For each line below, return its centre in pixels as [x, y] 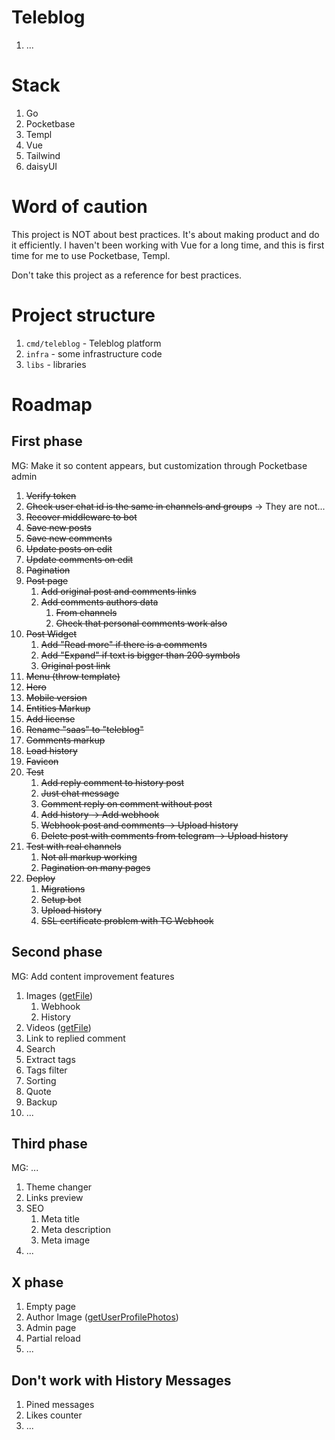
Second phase [57, 952]
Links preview [54, 1198]
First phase [47, 441]
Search [40, 1048]
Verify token [51, 495]
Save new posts [58, 527]
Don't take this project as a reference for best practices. [127, 275]
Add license [50, 718]
